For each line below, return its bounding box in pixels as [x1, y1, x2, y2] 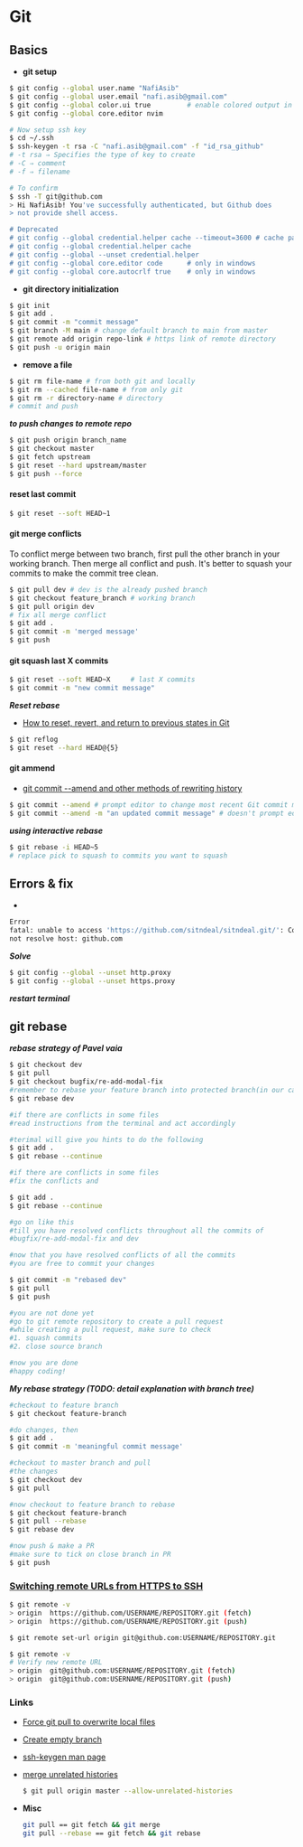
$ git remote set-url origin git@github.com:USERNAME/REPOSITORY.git [9, 1633, 277, 1642]
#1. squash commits [9, 1334, 83, 1343]
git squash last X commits [9, 655, 109, 666]
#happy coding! [9, 1366, 67, 1375]
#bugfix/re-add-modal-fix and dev [9, 1234, 140, 1243]
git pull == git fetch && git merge [22, 1821, 161, 1830]
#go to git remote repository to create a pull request [9, 1317, 224, 1326]
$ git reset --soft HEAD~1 [9, 509, 111, 518]
